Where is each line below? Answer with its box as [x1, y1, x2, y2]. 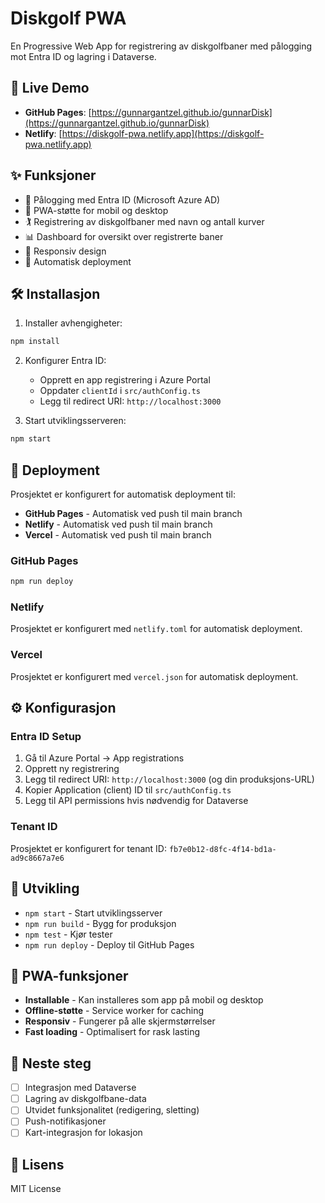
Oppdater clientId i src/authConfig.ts [39, 385, 201, 397]
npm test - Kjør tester [24, 928, 113, 940]
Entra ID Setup [10, 730, 82, 744]
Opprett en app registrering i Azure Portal [39, 374, 211, 386]
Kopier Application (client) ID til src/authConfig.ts [24, 784, 232, 796]
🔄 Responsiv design [24, 245, 107, 257]
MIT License [10, 1183, 62, 1195]
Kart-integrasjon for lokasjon [24, 1127, 143, 1139]
